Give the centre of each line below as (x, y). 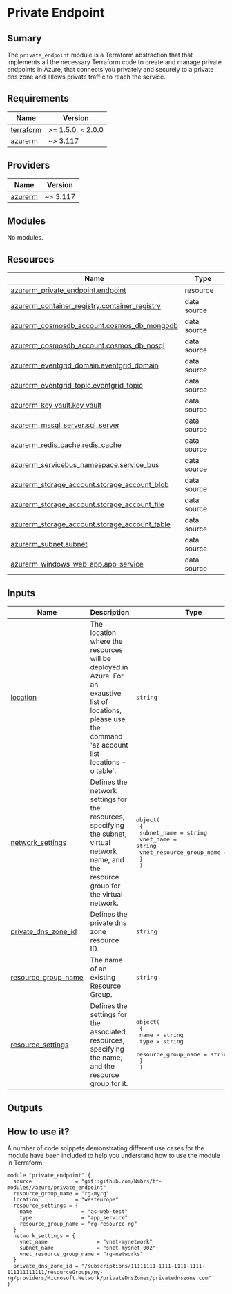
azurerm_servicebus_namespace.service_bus (85, 465)
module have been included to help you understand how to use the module (114, 1156)
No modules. (25, 238)
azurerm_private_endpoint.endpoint (68, 290)
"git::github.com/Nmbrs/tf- (122, 1182)
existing (103, 978)
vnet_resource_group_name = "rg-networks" (81, 1254)
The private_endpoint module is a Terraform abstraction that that (100, 55)
